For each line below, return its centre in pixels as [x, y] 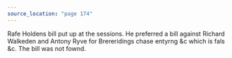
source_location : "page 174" [50, 14]
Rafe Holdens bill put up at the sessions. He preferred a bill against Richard [116, 34]
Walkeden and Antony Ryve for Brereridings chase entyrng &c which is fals [116, 41]
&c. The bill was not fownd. [47, 48]
